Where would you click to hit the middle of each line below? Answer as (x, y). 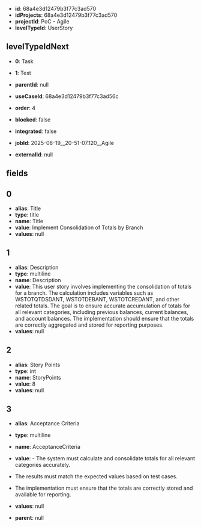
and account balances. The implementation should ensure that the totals (104, 318)
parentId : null (32, 84)
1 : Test (23, 73)
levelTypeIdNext (37, 47)
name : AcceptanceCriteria (48, 447)
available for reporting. (43, 495)
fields (17, 174)
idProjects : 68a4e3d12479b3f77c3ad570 (66, 15)
